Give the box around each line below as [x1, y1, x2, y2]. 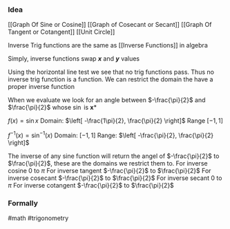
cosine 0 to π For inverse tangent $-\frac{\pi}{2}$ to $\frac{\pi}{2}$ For [8, 166, 211, 175]
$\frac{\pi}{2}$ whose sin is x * [8, 103, 97, 112]
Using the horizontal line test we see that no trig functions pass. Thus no [8, 68, 215, 77]
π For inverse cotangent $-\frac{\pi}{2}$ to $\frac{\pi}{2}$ [8, 181, 175, 189]
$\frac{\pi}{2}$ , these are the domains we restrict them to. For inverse [8, 159, 208, 167]
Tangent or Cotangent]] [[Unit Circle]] [8, 28, 115, 36]
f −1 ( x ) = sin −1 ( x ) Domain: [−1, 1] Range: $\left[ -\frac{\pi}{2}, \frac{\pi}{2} [8, 130, 213, 139]
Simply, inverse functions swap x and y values [8, 54, 140, 63]
